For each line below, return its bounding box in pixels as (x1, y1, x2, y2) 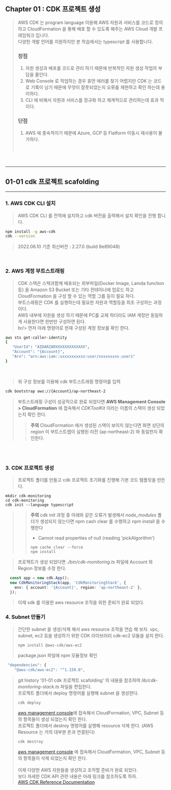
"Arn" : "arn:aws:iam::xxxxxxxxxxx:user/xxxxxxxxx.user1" (12, 354, 136, 359)
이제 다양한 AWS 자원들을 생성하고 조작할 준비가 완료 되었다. (17, 767, 138, 773)
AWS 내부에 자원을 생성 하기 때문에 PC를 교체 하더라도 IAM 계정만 (17, 312, 150, 318)
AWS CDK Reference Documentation (17, 779, 95, 785)
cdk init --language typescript (5, 502, 74, 507)
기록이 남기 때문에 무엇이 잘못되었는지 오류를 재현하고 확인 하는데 (31, 84, 160, 90)
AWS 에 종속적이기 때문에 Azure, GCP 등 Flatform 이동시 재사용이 (25, 130, 157, 136)
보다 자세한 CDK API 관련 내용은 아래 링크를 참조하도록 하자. (17, 773, 137, 779)
